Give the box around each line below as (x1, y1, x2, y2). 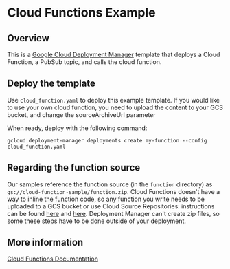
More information (7, 237, 84, 248)
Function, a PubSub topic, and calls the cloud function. (7, 58, 162, 66)
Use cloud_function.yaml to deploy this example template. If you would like (7, 96, 220, 104)
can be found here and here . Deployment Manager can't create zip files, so (7, 209, 220, 217)
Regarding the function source (7, 162, 141, 173)
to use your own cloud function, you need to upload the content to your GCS (7, 103, 223, 111)
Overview (7, 32, 50, 44)
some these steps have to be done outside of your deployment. (7, 217, 187, 225)
